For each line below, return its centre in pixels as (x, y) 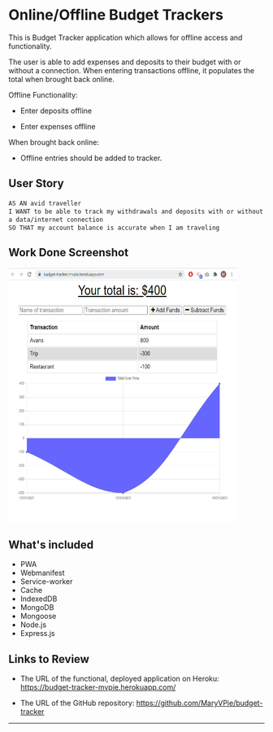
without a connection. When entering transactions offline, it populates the (131, 70)
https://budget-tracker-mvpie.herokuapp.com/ (98, 687)
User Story (36, 183)
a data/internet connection (56, 220)
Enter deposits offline (56, 111)
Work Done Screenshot (68, 253)
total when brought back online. (62, 79)
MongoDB (37, 608)
